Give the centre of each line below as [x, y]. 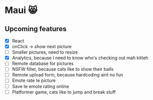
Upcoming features [35, 29]
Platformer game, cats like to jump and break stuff [64, 92]
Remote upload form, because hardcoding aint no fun [67, 75]
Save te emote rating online [40, 86]
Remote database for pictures [43, 64]
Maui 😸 [21, 10]
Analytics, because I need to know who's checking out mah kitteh [80, 58]
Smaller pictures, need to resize [45, 52]
